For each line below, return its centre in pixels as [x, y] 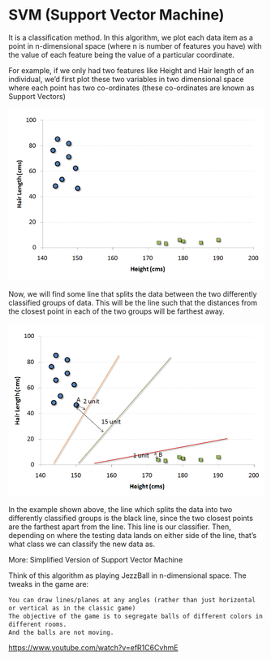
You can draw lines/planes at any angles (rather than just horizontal [132, 600]
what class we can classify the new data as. [82, 544]
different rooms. [38, 625]
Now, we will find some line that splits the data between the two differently [133, 294]
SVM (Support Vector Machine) [116, 15]
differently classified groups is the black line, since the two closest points [131, 519]
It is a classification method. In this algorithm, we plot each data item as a [131, 37]
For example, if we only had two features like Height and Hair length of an [131, 70]
